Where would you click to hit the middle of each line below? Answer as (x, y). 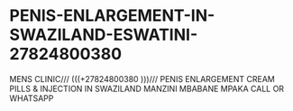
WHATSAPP (32, 98)
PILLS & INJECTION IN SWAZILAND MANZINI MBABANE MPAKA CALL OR (147, 88)
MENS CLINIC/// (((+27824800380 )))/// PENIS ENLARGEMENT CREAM (142, 79)
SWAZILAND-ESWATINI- (104, 35)
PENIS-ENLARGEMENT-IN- (112, 16)
